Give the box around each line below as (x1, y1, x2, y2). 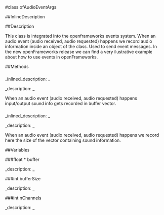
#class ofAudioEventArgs (5, 4, 57, 10)
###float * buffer (5, 156, 40, 162)
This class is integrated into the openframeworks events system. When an (5, 33, 156, 39)
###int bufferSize (5, 175, 41, 181)
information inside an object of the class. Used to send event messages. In (5, 44, 157, 49)
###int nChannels (5, 195, 41, 201)
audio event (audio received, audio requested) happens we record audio (5, 38, 152, 44)
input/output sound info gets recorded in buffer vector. (5, 100, 117, 106)
